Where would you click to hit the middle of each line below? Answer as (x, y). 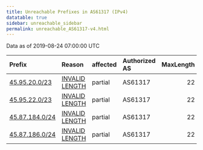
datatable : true (27, 18)
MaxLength (178, 65)
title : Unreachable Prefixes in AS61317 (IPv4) (67, 12)
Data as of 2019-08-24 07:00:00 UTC (53, 46)
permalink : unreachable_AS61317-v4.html (58, 29)
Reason (72, 65)
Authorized (139, 61)
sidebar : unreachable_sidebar (44, 23)
